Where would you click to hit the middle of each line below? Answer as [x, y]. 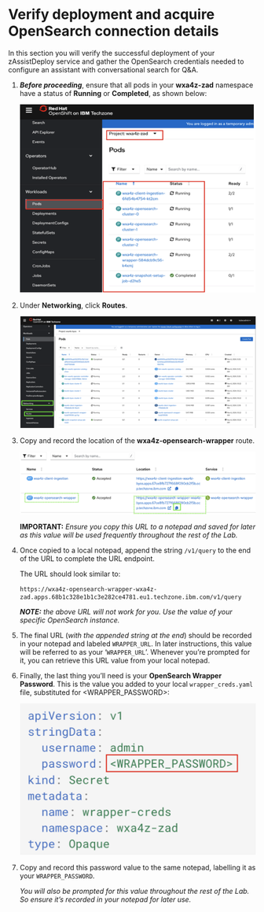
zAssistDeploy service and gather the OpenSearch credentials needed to [126, 61]
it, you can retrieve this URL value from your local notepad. [115, 660]
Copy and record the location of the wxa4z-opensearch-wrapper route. [137, 440]
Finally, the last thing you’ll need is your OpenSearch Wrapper [121, 675]
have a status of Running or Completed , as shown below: [113, 93]
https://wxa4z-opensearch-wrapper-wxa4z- [88, 589]
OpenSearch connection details [114, 31]
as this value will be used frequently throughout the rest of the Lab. [128, 535]
